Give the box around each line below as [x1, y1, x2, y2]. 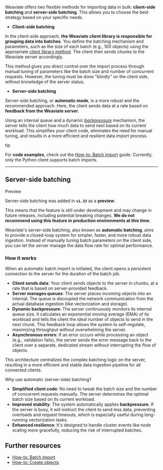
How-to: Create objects [12, 459, 59, 465]
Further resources [5, 441, 61, 450]
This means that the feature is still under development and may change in [5, 207, 152, 213]
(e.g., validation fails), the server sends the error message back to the [12, 337, 152, 343]
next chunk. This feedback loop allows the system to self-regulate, [12, 322, 146, 328]
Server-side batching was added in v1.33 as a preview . [5, 198, 115, 204]
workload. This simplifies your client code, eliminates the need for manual [5, 128, 152, 133]
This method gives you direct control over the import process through [5, 63, 145, 69]
